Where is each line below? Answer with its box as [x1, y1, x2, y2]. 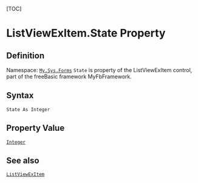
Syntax [6, 90, 34, 101]
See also [6, 156, 39, 166]
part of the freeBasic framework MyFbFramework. [6, 73, 132, 80]
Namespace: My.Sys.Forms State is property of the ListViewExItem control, [6, 67, 193, 73]
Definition [6, 50, 44, 61]
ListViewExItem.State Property [6, 27, 166, 40]
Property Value [6, 123, 65, 133]
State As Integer [6, 106, 50, 113]
